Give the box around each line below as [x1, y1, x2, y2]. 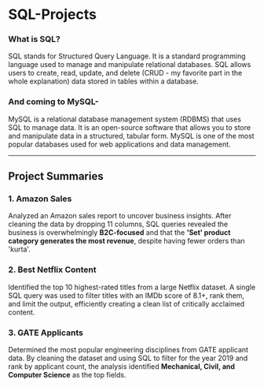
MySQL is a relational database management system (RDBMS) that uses [8, 114, 242, 124]
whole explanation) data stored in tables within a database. [8, 76, 199, 86]
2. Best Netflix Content [8, 264, 97, 275]
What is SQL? [8, 34, 60, 45]
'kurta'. [8, 244, 31, 254]
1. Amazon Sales [8, 193, 72, 204]
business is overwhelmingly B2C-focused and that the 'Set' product [8, 228, 231, 237]
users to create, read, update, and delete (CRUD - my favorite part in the [8, 69, 243, 78]
